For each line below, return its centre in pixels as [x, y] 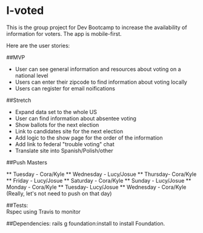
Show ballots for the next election [57, 124]
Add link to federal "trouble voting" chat [65, 144]
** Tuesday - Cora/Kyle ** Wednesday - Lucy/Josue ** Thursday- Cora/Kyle [101, 174]
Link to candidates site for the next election [69, 131]
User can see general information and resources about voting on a [98, 69]
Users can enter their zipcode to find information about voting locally [101, 82]
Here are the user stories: [38, 46]
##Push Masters [27, 162]
